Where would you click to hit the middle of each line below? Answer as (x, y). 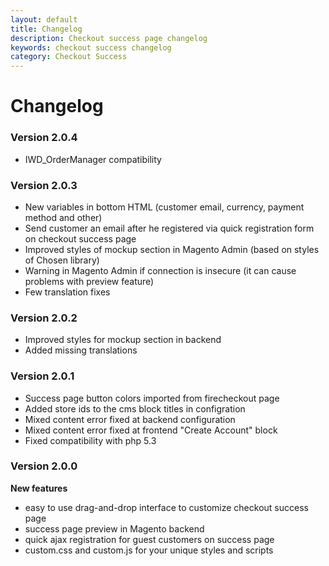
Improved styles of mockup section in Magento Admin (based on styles (172, 249)
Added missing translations (81, 350)
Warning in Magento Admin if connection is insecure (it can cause (160, 270)
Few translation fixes (67, 292)
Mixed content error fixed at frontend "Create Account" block (151, 430)
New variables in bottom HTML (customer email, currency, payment (164, 207)
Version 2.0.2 (44, 318)
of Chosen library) (62, 260)
